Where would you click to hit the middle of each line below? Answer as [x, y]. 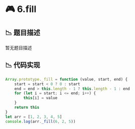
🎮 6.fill [21, 9]
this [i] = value [40, 98]
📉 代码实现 [23, 65]
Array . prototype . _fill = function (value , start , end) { [66, 79]
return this [27, 108]
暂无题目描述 [18, 48]
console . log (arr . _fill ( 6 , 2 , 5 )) [40, 121]
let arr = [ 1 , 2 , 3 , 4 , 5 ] [34, 117]
